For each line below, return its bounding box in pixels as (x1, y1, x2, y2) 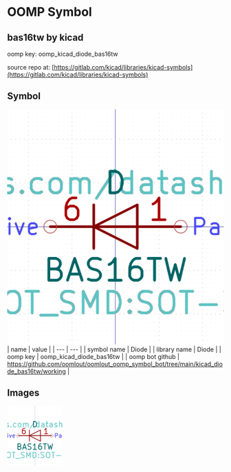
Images (7, 387, 40, 399)
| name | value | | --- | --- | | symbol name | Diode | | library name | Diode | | (7, 345, 221, 353)
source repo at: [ (7, 63, 54, 71)
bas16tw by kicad (7, 32, 84, 43)
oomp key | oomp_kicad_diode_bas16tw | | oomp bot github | (7, 352, 180, 360)
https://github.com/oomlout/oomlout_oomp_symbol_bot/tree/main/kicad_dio (7, 360, 223, 368)
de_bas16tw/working (7, 367, 67, 376)
